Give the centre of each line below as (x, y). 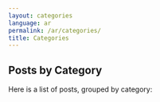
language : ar (30, 23)
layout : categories (41, 16)
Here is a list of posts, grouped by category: (80, 89)
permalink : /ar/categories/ (55, 30)
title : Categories (39, 38)
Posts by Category (55, 70)
